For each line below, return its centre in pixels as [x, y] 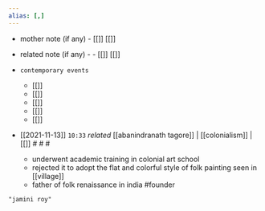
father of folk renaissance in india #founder [103, 185]
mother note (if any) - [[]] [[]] [68, 39]
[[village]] [48, 176]
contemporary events [54, 70]
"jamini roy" [30, 199]
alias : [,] [26, 16]
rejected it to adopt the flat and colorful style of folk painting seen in [145, 167]
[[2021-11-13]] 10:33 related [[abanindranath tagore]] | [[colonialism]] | [136, 135]
